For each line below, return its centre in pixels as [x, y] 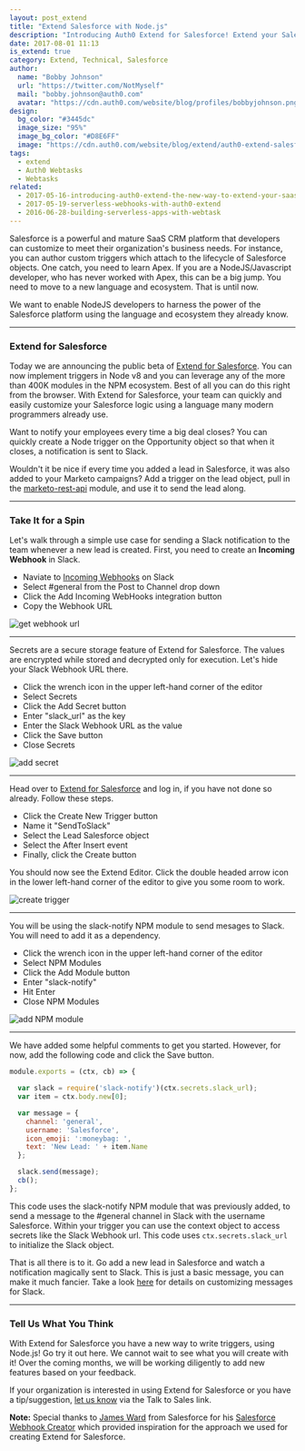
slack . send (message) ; [59, 1172]
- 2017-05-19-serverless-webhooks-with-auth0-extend [119, 204]
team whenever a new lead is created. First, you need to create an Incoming [152, 550]
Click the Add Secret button [74, 706]
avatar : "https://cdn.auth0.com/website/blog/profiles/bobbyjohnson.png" [160, 102]
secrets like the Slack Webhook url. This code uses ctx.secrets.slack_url [148, 1235]
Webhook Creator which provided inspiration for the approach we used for [149, 1427]
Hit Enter [39, 992]
